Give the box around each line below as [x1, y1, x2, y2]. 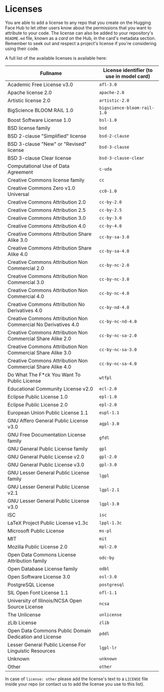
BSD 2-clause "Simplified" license [7, 132, 87, 139]
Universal [7, 191, 29, 197]
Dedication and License [7, 633, 62, 640]
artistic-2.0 [99, 97, 129, 103]
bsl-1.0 [99, 117, 117, 123]
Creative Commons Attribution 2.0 [7, 198, 86, 205]
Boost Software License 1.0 [7, 117, 71, 123]
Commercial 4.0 [7, 293, 44, 300]
